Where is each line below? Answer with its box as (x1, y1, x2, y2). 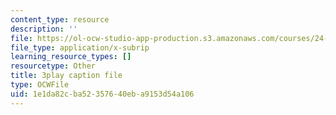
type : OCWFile (10, 80, 70, 90)
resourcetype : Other (10, 61, 97, 71)
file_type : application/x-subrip (10, 42, 150, 53)
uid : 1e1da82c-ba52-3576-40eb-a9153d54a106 (10, 89, 195, 99)
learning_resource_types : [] (10, 52, 132, 62)
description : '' (10, 24, 78, 34)
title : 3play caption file (10, 71, 123, 81)
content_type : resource (10, 14, 110, 25)
